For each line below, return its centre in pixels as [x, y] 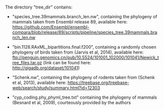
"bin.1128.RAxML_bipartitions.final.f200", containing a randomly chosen [84, 47]
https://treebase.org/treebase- [99, 82]
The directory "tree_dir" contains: [39, 7]
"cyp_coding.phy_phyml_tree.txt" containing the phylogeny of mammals [85, 97]
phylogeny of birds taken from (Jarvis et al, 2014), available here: [78, 52]
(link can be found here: [67, 63]
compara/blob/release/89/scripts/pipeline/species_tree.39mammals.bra [85, 32]
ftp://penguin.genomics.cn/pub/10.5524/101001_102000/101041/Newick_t [85, 57]
